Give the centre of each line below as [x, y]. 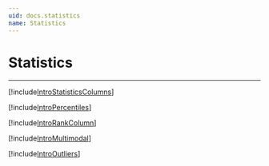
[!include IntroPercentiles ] [50, 108]
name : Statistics [37, 23]
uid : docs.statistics [44, 16]
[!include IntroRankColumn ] [52, 123]
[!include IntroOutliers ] [44, 154]
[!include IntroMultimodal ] [50, 138]
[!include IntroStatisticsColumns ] [61, 92]
